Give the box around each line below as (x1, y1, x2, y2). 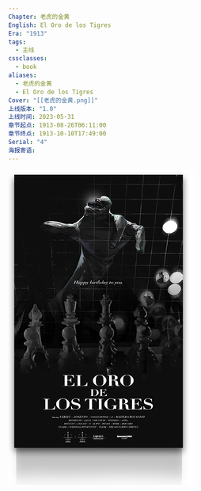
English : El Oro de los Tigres (8, 21, 112, 29)
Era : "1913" (8, 29, 47, 37)
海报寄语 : (8, 147, 36, 154)
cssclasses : (8, 55, 47, 63)
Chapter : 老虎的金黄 (8, 13, 70, 21)
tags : (8, 38, 26, 46)
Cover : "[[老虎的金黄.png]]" (8, 96, 99, 105)
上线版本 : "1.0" (8, 105, 57, 112)
